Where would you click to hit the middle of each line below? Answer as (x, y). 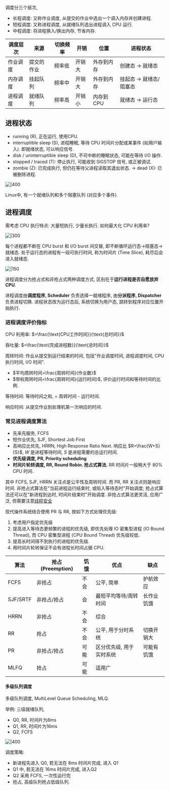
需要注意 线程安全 (34, 501)
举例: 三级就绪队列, (25, 709)
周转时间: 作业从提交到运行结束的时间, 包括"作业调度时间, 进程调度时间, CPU (85, 356)
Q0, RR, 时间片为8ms (34, 720)
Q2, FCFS (23, 732)
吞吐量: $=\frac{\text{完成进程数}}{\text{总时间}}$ (57, 345)
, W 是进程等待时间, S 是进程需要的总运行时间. (70, 452)
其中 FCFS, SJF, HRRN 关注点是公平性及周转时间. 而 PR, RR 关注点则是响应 (83, 482)
